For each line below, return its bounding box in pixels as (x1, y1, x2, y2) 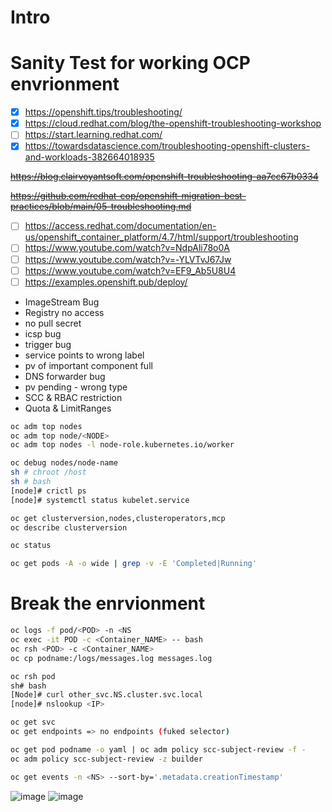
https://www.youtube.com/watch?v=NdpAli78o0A (24, 242, 230, 254)
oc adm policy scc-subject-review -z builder (10, 754, 203, 764)
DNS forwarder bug (24, 370, 106, 382)
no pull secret (24, 317, 82, 329)
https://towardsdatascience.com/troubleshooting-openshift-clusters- (24, 140, 311, 152)
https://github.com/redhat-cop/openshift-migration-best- (10, 190, 247, 202)
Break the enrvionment (10, 592, 206, 615)
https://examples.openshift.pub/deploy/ (24, 276, 188, 288)
